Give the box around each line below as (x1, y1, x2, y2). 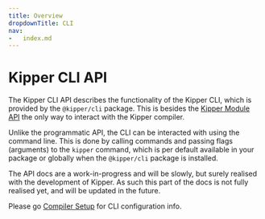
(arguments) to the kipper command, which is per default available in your (8, 145, 255, 155)
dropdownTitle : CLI (8, 19, 74, 27)
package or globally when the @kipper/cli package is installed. (8, 153, 219, 163)
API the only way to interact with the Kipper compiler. (8, 112, 185, 122)
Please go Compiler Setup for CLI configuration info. (8, 201, 182, 211)
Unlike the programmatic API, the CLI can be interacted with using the (8, 128, 240, 137)
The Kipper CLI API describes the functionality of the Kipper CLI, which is (8, 95, 252, 105)
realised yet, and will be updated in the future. (8, 186, 161, 196)
